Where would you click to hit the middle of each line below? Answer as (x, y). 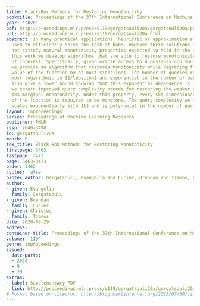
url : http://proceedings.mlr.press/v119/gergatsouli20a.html (84, 34)
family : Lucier (30, 205)
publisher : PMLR (26, 123)
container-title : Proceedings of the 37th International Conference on (97, 233)
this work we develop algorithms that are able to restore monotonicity (104, 56)
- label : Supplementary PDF (41, 283)
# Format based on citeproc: (42, 294)
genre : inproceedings (33, 244)
